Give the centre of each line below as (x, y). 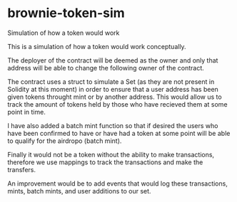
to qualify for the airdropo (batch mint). (65, 141)
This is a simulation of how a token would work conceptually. (97, 46)
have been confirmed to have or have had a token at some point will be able (119, 133)
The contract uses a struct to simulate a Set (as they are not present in (111, 81)
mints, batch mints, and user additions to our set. (79, 191)
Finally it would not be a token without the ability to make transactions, (111, 154)
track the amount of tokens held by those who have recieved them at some (117, 104)
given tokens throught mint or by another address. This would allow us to (115, 97)
